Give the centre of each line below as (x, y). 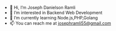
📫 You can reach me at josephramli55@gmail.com (60, 23)
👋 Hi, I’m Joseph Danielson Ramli (42, 8)
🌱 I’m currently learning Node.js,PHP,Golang (54, 18)
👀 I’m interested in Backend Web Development (56, 13)
